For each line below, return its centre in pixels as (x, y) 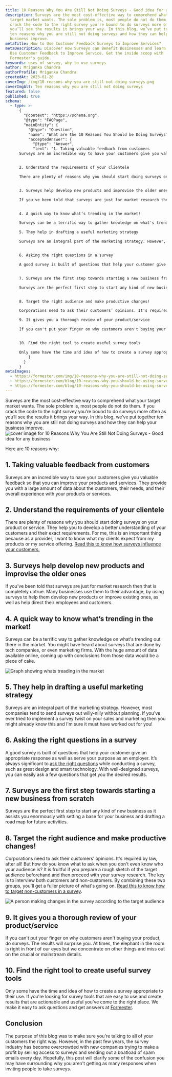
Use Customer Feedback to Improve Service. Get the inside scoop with (87, 53)
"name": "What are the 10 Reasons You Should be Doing (88, 134)
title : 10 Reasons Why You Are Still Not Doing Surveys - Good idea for (84, 10)
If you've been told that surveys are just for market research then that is (81, 586)
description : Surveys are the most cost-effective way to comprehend (81, 15)
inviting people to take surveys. (38, 1069)
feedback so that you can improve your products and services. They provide (86, 483)
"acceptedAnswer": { (50, 139)
